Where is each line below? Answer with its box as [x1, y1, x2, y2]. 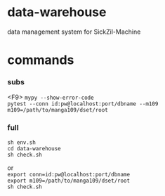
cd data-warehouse [7, 145, 61, 152]
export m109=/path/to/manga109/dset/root [7, 177, 131, 184]
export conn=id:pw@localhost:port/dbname [7, 171, 131, 178]
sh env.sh [7, 138, 37, 146]
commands [7, 52, 74, 68]
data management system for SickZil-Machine [7, 27, 141, 36]
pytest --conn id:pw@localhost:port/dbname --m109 [7, 100, 159, 107]
